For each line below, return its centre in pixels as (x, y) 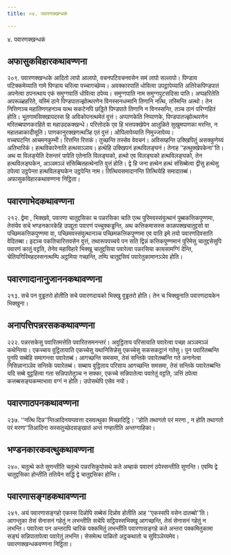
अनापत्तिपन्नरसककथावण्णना (51, 326)
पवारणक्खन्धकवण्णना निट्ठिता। (40, 544)
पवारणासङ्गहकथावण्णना (47, 496)
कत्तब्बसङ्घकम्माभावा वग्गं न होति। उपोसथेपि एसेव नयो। (68, 381)
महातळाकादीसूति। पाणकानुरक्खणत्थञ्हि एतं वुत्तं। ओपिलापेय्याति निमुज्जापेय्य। (91, 133)
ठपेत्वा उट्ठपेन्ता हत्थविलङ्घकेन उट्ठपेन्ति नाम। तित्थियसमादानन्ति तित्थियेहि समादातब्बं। (100, 171)
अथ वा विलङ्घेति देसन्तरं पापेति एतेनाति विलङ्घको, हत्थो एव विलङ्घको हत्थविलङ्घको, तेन (105, 156)
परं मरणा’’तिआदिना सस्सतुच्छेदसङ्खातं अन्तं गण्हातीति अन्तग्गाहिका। (81, 427)
